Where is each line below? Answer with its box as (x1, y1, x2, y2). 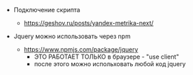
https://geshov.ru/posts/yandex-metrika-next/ (23, 19, 154, 27)
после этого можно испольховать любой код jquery (34, 60, 186, 67)
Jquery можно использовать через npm (13, 32, 131, 40)
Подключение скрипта (13, 6, 81, 14)
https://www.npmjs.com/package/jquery (23, 46, 138, 53)
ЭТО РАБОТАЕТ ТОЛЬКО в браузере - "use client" (34, 52, 179, 61)
